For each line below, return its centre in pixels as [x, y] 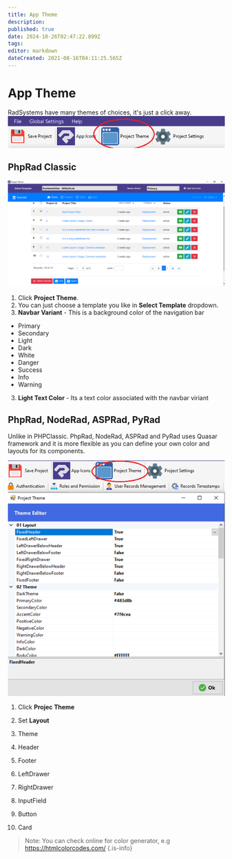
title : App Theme [33, 14]
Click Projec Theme [46, 707]
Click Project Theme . [48, 298]
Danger [29, 363]
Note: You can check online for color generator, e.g [97, 840]
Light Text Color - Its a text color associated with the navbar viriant [113, 398]
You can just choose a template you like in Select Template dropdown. [118, 305]
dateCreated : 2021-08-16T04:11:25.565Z [65, 59]
